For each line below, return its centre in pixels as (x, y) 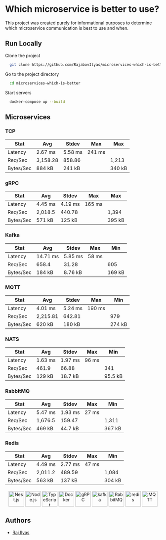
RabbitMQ (18, 391)
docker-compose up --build (37, 102)
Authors (18, 520)
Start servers (18, 92)
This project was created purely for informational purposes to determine (79, 23)
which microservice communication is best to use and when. (67, 28)
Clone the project (23, 55)
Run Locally (23, 44)
